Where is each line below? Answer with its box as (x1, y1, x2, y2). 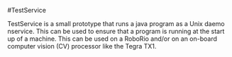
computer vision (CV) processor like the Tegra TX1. (7, 42, 157, 50)
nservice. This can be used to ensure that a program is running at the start (7, 27, 225, 35)
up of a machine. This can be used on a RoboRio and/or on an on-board (7, 34, 218, 43)
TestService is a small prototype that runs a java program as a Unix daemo (7, 20, 225, 27)
